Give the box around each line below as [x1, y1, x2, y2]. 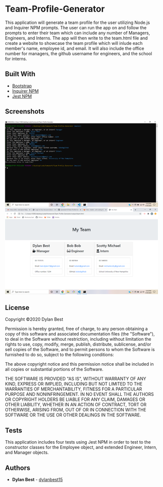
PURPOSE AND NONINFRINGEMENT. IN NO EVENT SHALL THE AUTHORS [5, 391, 154, 397]
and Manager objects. [5, 449, 49, 455]
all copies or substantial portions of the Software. [5, 367, 103, 372]
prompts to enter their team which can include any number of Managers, [5, 30, 150, 36]
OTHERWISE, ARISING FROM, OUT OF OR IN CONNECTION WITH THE [5, 407, 147, 413]
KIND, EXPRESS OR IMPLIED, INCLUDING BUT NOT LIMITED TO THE [5, 381, 143, 387]
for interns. [5, 56, 27, 61]
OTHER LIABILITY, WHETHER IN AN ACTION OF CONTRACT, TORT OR [5, 402, 147, 408]
